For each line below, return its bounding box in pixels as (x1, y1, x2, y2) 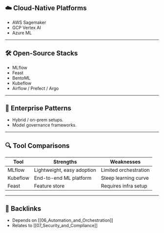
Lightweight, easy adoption (34, 167, 97, 173)
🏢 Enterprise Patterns (5, 104, 72, 112)
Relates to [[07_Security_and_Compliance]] (12, 223, 98, 229)
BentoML (12, 75, 31, 81)
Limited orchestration (101, 167, 150, 173)
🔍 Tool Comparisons (5, 141, 70, 150)
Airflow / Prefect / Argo (12, 85, 59, 91)
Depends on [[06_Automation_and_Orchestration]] (12, 217, 113, 223)
